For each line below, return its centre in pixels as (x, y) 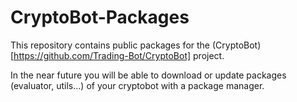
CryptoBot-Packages (100, 17)
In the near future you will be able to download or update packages (148, 75)
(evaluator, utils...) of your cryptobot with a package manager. (137, 85)
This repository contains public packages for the (110, 45)
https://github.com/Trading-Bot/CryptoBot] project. (119, 55)
